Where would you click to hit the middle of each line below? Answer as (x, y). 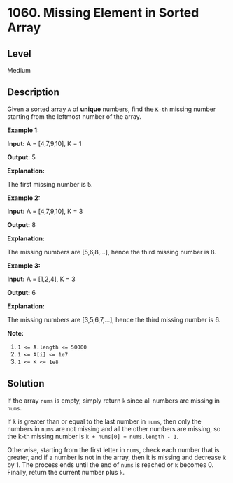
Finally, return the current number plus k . (66, 472)
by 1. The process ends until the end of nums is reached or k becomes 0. (111, 464)
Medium (19, 70)
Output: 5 (22, 157)
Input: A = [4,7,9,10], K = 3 (45, 211)
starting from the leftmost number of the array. (75, 116)
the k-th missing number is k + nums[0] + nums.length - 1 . (93, 436)
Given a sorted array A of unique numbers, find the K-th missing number (112, 109)
